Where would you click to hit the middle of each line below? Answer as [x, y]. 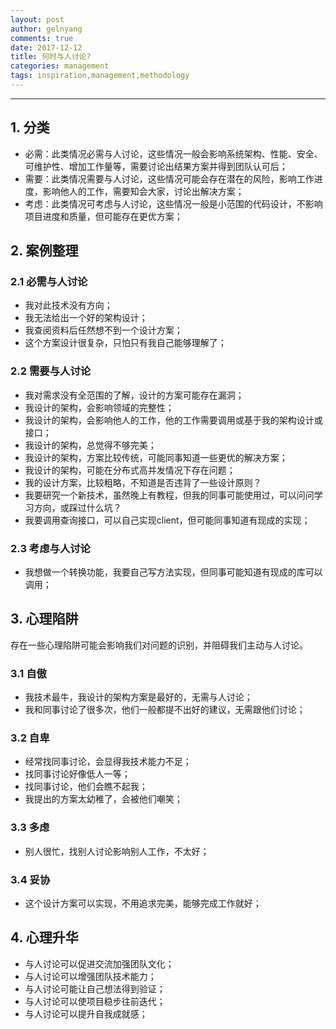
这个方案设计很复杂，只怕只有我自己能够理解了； [125, 343]
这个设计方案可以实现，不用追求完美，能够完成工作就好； [143, 903]
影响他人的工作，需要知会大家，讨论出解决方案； [143, 191]
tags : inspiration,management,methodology [100, 76]
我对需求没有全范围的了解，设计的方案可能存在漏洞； [134, 395]
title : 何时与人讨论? [51, 57]
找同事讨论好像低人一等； [77, 774]
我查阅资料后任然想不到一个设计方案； [103, 330]
